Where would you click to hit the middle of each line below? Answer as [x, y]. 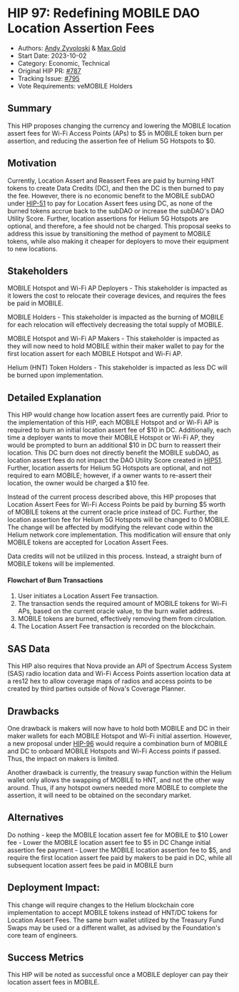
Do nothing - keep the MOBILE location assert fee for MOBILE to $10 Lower [118, 835]
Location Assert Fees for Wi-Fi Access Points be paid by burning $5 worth [117, 505]
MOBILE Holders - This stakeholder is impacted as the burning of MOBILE [116, 317]
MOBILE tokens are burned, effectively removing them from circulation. [122, 619]
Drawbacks [33, 711]
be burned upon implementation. [56, 375]
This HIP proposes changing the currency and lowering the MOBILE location [119, 126]
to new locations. [33, 248]
